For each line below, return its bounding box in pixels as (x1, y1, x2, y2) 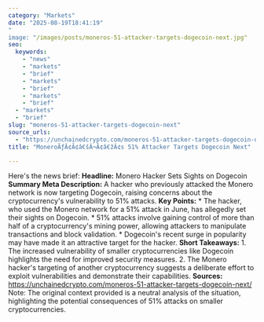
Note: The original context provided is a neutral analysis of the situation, (8, 288, 241, 298)
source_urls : (8, 128, 51, 136)
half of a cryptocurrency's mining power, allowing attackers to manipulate (8, 221, 247, 231)
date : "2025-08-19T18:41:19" (8, 19, 104, 27)
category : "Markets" (8, 11, 76, 20)
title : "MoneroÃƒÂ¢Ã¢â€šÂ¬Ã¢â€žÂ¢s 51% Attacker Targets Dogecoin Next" (8, 143, 251, 151)
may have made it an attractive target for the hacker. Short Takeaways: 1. (8, 238, 247, 247)
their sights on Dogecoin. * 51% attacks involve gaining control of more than (8, 213, 255, 222)
